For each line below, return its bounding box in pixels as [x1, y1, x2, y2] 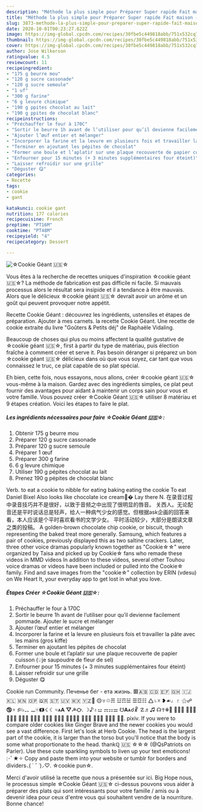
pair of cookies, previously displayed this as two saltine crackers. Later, [6, 536, 184, 544]
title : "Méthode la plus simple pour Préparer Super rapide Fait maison [6, 14, 193, 21]
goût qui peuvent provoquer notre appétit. [6, 299, 111, 306]
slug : [6, 20, 20, 26]
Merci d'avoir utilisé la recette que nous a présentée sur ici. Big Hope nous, [6, 774, 193, 781]
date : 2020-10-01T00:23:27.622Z [6, 25, 88, 32]
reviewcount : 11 [6, 59, 47, 65]
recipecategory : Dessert [6, 239, 69, 245]
